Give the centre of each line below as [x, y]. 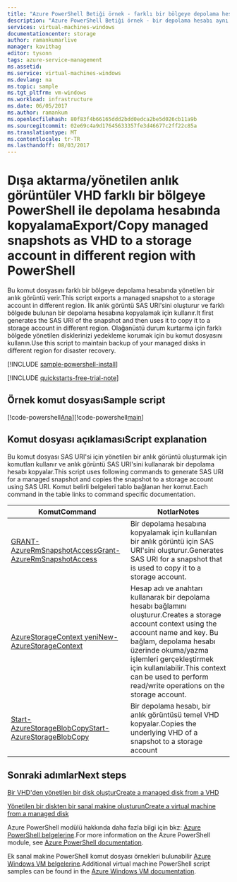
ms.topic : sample [33, 86]
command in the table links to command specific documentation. [102, 494]
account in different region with [102, 256]
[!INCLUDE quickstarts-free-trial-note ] [63, 378]
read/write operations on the [177, 685]
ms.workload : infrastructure [50, 100]
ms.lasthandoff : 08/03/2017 [49, 146]
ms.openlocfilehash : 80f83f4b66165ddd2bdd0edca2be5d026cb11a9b [102, 119]
